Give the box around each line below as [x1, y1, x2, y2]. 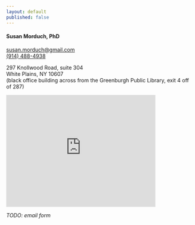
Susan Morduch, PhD [6, 33, 60, 40]
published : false [6, 14, 49, 20]
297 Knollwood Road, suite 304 [6, 64, 83, 71]
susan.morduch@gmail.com [6, 46, 75, 53]
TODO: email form [6, 211, 51, 218]
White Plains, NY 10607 [6, 70, 64, 78]
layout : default [6, 8, 47, 15]
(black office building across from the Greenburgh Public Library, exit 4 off [6, 76, 190, 84]
